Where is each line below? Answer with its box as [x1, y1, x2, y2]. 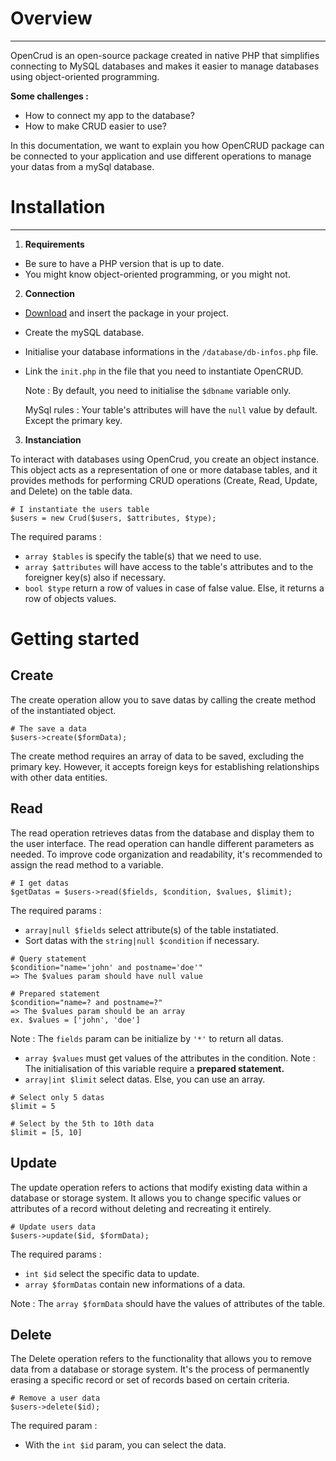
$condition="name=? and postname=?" [10, 997, 163, 1007]
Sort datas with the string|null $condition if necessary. [24, 934, 260, 946]
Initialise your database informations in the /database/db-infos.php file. [24, 345, 319, 357]
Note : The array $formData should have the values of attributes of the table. [10, 1297, 326, 1309]
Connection [24, 287, 75, 299]
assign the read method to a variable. [10, 858, 164, 871]
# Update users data [10, 1222, 97, 1232]
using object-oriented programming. [10, 70, 160, 82]
